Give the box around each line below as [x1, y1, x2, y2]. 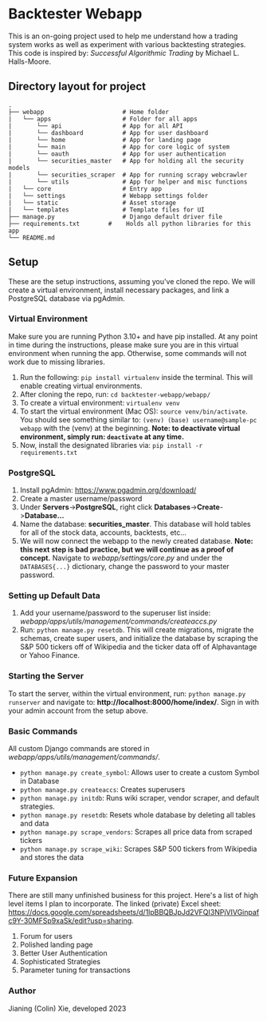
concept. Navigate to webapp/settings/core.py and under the [19, 553, 223, 563]
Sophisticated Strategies [19, 957, 101, 967]
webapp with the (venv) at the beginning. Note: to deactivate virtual [19, 423, 241, 433]
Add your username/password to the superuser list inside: [19, 608, 211, 618]
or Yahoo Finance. [19, 651, 80, 660]
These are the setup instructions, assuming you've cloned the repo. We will [8, 276, 256, 286]
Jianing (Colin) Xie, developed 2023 [8, 1003, 127, 1013]
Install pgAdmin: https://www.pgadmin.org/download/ [19, 485, 197, 495]
